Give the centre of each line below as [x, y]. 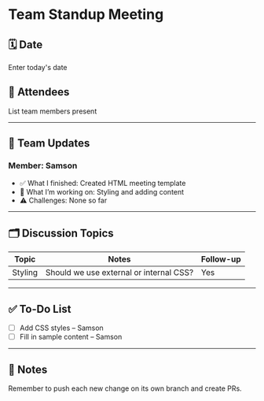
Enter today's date [38, 67]
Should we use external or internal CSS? [119, 273]
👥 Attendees [39, 92]
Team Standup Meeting [86, 15]
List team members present [53, 111]
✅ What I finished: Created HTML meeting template [103, 183]
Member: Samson [43, 165]
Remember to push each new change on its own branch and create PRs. [125, 388]
